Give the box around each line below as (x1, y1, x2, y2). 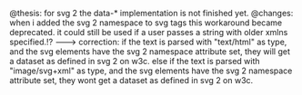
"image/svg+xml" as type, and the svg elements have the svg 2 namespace (9, 65, 293, 76)
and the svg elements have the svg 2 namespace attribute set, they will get (9, 46, 291, 57)
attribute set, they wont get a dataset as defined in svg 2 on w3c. (9, 75, 254, 85)
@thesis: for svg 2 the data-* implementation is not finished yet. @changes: (9, 8, 294, 18)
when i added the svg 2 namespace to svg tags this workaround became (9, 17, 283, 28)
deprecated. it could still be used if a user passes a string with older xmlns (9, 27, 288, 37)
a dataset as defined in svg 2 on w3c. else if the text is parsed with (9, 56, 261, 66)
